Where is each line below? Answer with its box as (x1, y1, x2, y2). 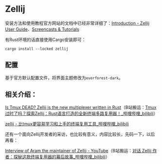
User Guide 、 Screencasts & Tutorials (5, 26, 79, 32)
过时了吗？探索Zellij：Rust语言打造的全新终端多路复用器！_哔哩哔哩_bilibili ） (5, 110, 158, 116)
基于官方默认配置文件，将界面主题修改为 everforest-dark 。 (5, 75, 123, 81)
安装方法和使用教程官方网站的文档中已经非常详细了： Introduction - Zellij (5, 20, 150, 26)
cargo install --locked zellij (5, 46, 69, 51)
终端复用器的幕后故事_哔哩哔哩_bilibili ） (30, 154, 110, 160)
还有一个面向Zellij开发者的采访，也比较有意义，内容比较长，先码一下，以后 (5, 131, 155, 137)
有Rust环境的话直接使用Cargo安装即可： (5, 37, 86, 42)
